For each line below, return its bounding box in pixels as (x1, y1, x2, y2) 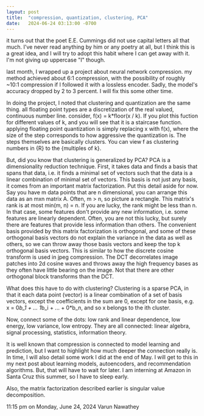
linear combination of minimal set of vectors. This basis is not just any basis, (6, 176, 198, 183)
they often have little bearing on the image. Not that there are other (6, 266, 175, 274)
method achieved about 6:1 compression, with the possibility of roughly (6, 74, 186, 82)
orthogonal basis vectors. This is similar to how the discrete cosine (6, 247, 174, 255)
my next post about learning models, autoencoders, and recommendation (6, 360, 191, 367)
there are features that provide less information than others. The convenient (6, 221, 197, 228)
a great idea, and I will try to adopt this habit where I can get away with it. (6, 50, 190, 57)
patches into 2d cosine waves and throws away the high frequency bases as (6, 260, 199, 267)
